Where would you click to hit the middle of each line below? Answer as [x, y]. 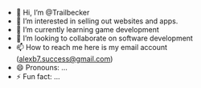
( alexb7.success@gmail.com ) [64, 59]
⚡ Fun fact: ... [38, 76]
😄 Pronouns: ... [42, 67]
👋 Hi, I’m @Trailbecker [53, 13]
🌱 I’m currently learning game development [87, 29]
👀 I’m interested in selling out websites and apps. [97, 21]
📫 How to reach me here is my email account [91, 47]
